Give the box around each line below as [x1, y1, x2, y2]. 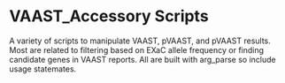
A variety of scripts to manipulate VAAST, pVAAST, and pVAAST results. [9, 35, 272, 46]
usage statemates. [9, 64, 77, 74]
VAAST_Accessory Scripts [9, 6, 210, 26]
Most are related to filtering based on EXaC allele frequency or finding [9, 44, 264, 55]
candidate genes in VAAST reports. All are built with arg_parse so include [9, 54, 276, 64]
